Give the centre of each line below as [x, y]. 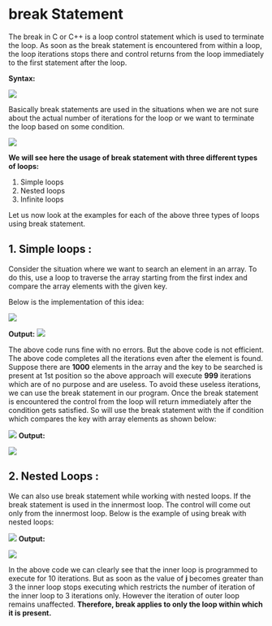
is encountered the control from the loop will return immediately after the [130, 401]
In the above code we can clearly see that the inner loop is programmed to [133, 569]
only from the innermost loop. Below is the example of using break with [127, 513]
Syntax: [22, 78]
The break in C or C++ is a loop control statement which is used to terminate [136, 37]
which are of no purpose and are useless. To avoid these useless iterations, [135, 384]
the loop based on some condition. [67, 126]
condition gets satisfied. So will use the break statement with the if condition [136, 410]
